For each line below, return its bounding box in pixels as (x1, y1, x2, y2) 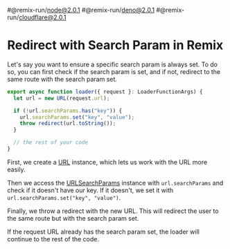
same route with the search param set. (7, 75, 118, 83)
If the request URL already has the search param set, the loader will (7, 228, 200, 236)
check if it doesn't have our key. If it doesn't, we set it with (7, 186, 174, 194)
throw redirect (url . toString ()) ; (19, 120, 116, 127)
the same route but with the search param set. (7, 214, 139, 222)
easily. (7, 165, 26, 174)
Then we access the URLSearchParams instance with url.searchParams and (7, 178, 224, 187)
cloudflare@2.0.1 (18, 13, 67, 21)
